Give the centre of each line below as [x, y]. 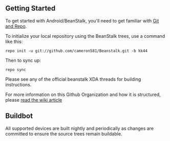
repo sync [16, 69]
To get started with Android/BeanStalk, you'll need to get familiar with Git [82, 20]
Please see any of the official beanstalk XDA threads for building [73, 79]
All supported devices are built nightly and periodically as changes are [80, 128]
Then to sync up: [23, 60]
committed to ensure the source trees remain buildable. [64, 134]
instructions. [18, 84]
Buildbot [19, 116]
